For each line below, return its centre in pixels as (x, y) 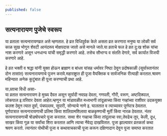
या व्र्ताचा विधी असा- (21, 89)
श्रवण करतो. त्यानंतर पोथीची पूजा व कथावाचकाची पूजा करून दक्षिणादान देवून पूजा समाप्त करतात (79, 128)
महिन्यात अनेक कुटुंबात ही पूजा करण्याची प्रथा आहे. (44, 79)
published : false (23, 10)
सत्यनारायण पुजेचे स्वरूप (34, 30)
